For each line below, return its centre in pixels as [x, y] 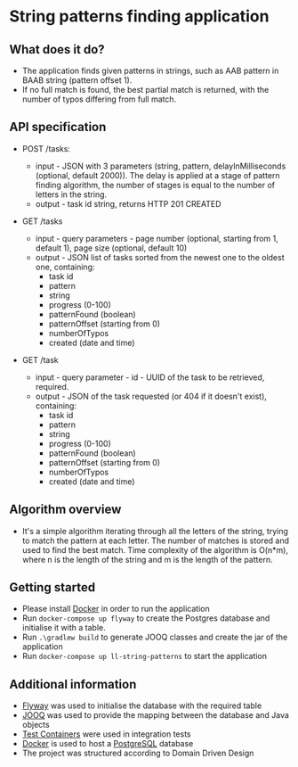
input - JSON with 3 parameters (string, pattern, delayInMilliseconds [161, 166]
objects [36, 725]
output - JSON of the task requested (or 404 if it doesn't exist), [151, 396]
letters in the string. [71, 194]
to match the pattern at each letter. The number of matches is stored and [156, 540]
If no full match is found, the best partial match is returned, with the [145, 90]
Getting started [52, 587]
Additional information [73, 684]
